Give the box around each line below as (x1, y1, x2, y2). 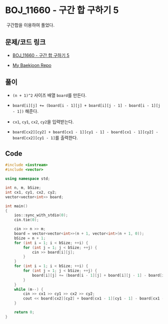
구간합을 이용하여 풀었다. (6, 22, 55, 28)
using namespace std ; (5, 176, 50, 181)
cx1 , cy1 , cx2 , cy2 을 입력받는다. (12, 118, 74, 125)
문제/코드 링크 (5, 38, 46, 46)
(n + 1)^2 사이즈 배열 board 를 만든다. (12, 92, 86, 98)
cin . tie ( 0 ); (14, 218, 39, 223)
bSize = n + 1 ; (14, 236, 46, 241)
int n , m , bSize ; (5, 185, 41, 190)
